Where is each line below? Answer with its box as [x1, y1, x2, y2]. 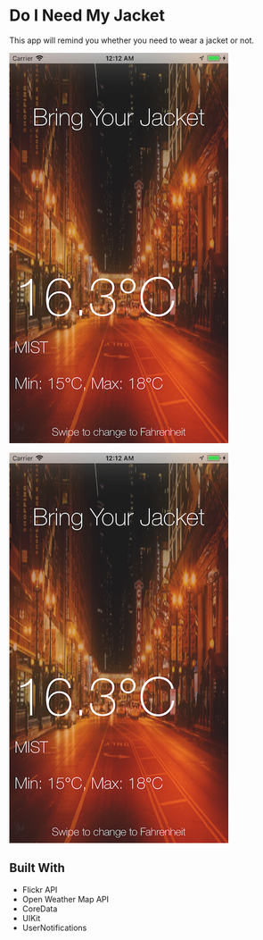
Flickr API [21, 884, 58, 894]
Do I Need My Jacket [9, 5, 166, 26]
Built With [9, 860, 65, 876]
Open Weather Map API [21, 894, 110, 904]
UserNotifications [21, 922, 87, 933]
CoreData [21, 903, 58, 914]
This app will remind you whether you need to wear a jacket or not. [9, 35, 255, 46]
